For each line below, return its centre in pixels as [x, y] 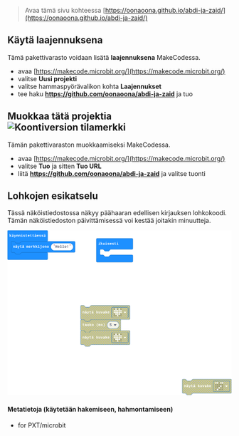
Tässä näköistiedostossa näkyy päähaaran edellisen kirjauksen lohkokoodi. [117, 213]
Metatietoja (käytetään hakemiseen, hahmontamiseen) [90, 409]
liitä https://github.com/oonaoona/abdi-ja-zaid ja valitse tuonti [112, 173]
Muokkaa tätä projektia [60, 116]
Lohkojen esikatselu [53, 196]
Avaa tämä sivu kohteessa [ [65, 10]
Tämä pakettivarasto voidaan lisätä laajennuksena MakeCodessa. [104, 57]
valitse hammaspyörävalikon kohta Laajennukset [90, 86]
